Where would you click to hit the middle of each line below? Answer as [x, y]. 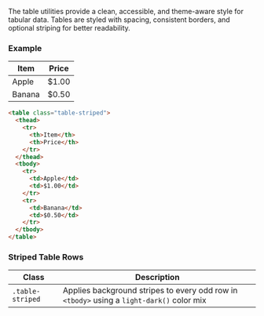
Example [25, 48]
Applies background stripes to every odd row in [150, 291]
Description [157, 278]
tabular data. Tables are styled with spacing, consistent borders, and [119, 20]
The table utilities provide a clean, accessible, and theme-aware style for [126, 11]
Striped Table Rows [46, 256]
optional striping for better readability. [70, 28]
